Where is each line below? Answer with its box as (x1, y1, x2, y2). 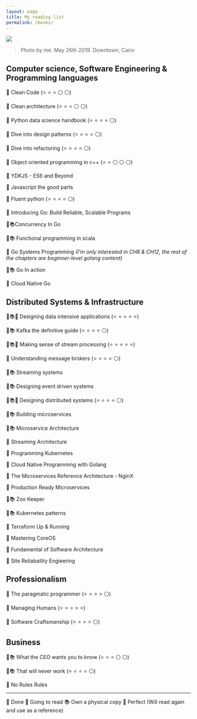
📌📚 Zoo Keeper (6, 496, 45, 503)
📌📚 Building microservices (6, 411, 72, 417)
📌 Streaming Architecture (6, 439, 67, 445)
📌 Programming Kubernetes (6, 450, 73, 456)
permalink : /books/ (6, 19, 54, 25)
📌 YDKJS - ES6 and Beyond (6, 172, 73, 179)
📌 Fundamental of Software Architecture (6, 546, 104, 553)
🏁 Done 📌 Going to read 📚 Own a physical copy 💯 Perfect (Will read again (6, 698, 185, 705)
